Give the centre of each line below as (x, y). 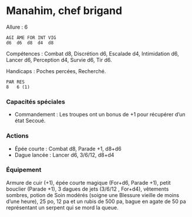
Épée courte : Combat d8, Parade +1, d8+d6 (68, 149)
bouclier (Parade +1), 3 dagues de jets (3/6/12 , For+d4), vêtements (87, 189)
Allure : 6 (17, 27)
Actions (18, 136)
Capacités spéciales (36, 102)
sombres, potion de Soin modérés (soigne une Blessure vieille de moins (93, 195)
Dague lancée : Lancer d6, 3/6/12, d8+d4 (64, 155)
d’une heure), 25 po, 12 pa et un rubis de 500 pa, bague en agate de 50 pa (96, 201)
